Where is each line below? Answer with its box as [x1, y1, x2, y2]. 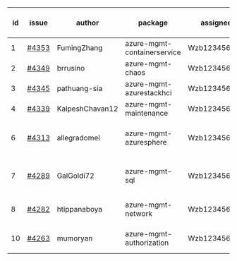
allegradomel [56, 133, 100, 142]
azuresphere [125, 138, 167, 147]
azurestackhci [125, 88, 172, 97]
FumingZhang [56, 43, 103, 52]
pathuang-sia [56, 84, 103, 93]
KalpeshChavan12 [56, 104, 119, 114]
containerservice [125, 47, 181, 57]
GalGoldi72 [56, 171, 95, 181]
